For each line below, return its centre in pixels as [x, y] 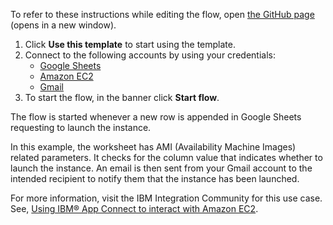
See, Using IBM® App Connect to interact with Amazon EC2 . [134, 208]
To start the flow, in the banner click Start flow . [122, 97]
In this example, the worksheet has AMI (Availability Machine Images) [153, 147]
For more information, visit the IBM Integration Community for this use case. [166, 198]
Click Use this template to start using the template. [130, 44]
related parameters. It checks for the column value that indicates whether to [166, 157]
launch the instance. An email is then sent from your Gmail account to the [161, 168]
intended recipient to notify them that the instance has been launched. [155, 178]
